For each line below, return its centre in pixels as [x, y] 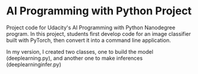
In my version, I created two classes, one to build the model [80, 51]
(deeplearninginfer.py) [34, 64]
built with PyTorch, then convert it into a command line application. [88, 40]
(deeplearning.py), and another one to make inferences [74, 58]
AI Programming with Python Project [99, 11]
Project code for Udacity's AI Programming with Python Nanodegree [91, 27]
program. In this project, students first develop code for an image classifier [99, 33]
